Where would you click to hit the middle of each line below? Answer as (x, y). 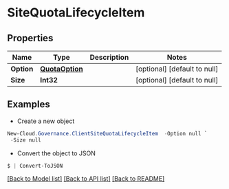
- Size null (25, 140)
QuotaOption (62, 69)
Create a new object (46, 121)
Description (109, 57)
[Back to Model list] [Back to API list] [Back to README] (86, 179)
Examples (29, 104)
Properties (30, 38)
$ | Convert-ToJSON (35, 166)
